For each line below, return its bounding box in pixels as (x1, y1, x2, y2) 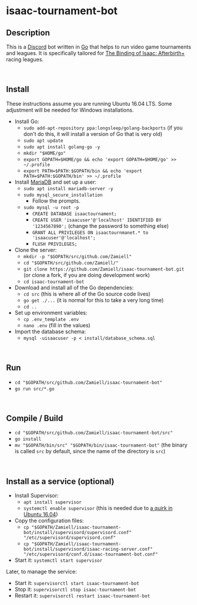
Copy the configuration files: (14, 517, 84, 524)
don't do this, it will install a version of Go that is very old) (23, 130, 163, 137)
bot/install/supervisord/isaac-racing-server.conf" (23, 547, 153, 552)
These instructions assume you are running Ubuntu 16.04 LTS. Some (6, 100, 172, 107)
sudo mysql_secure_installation (23, 192, 103, 198)
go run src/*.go (14, 386, 55, 392)
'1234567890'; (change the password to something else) (32, 222, 169, 229)
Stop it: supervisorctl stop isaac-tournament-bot (14, 586, 136, 593)
